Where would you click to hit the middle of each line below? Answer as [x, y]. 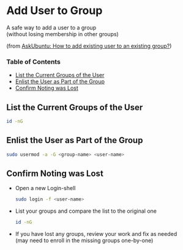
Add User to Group [54, 11]
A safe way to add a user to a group [51, 28]
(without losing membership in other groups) [63, 34]
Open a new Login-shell [45, 188]
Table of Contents [34, 62]
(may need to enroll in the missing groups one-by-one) [84, 241]
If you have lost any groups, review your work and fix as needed [96, 234]
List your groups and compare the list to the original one [86, 211]
